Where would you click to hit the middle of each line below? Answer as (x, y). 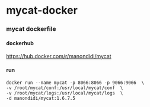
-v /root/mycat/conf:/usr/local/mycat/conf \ (65, 88)
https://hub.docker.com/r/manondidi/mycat (59, 56)
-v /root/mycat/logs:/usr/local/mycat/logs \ (65, 93)
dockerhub (20, 43)
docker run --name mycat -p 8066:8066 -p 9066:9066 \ (75, 83)
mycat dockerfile (31, 29)
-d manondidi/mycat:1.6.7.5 (41, 98)
